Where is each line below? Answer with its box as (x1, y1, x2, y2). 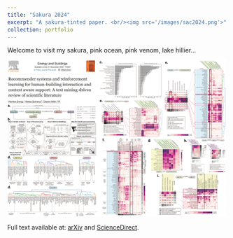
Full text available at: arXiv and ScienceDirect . (7, 223, 139, 231)
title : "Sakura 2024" (7, 11, 71, 18)
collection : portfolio (7, 26, 73, 33)
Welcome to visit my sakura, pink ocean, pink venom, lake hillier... (7, 46, 197, 55)
